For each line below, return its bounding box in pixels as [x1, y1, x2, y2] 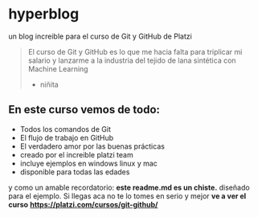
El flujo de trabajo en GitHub [19, 133, 114, 142]
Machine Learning [27, 63, 88, 73]
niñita [39, 80, 59, 89]
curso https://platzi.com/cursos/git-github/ [8, 199, 158, 209]
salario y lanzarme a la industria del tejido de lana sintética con [27, 55, 236, 65]
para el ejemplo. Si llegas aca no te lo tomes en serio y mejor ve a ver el [8, 190, 247, 201]
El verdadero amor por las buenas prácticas [19, 141, 165, 151]
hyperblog [8, 5, 80, 23]
